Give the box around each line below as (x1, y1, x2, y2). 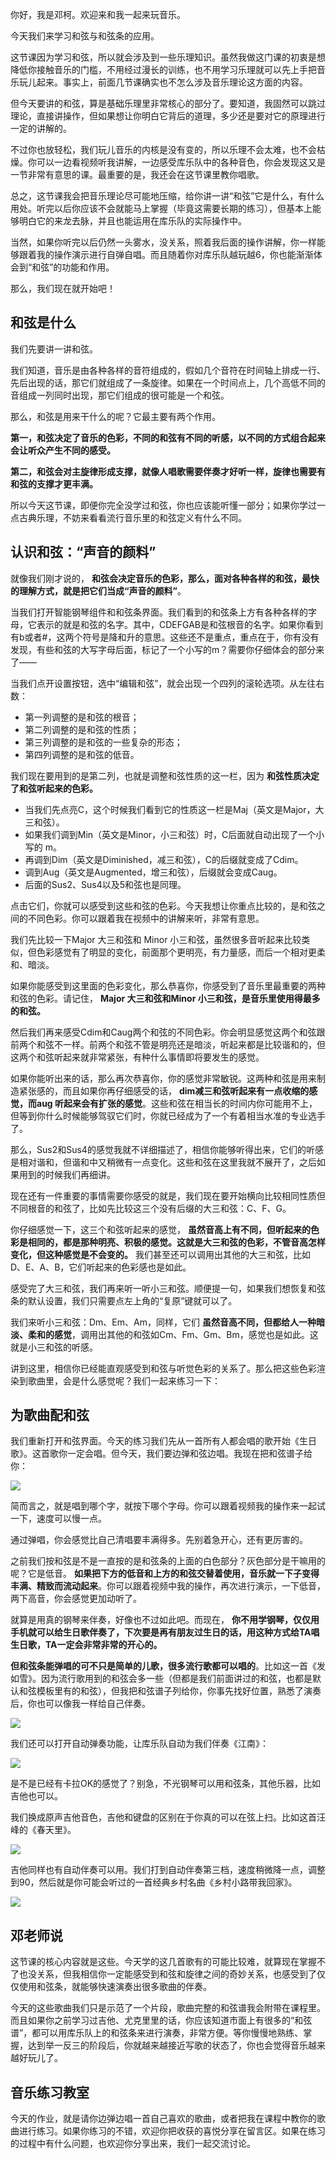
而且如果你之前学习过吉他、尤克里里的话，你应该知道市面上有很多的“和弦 (10, 2014, 313, 2027)
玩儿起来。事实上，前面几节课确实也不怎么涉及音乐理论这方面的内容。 (18, 76, 308, 88)
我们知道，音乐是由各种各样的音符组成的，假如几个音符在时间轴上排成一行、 (10, 364, 326, 376)
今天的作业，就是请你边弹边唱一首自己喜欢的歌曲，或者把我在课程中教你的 (10, 2113, 317, 2125)
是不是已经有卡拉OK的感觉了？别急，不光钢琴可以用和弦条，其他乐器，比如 (10, 1778, 322, 1790)
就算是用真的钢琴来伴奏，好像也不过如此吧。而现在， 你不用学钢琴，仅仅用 (10, 1614, 320, 1626)
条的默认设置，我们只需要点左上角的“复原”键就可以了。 (10, 1294, 238, 1307)
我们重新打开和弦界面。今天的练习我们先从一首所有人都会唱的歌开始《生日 (10, 1435, 317, 1447)
